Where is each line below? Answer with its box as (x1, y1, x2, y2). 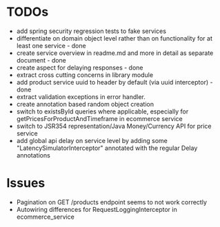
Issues (6, 175, 46, 191)
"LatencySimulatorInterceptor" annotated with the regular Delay (16, 144, 198, 152)
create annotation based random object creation (16, 100, 154, 108)
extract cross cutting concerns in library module (16, 70, 153, 79)
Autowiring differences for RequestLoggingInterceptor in (16, 205, 177, 213)
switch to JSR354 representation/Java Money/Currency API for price (16, 122, 212, 130)
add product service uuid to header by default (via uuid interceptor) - (16, 78, 213, 86)
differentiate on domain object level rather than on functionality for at (16, 34, 213, 42)
